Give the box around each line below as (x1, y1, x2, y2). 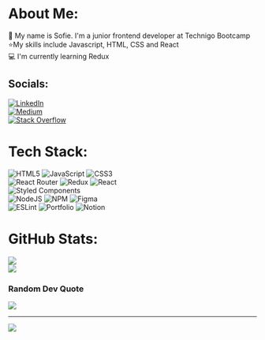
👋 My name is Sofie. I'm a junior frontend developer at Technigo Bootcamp (8, 31, 251, 40)
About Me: (8, 5, 79, 23)
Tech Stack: (8, 143, 88, 160)
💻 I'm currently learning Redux (8, 51, 110, 61)
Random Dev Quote (8, 283, 84, 294)
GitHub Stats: (8, 230, 99, 248)
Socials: (8, 77, 49, 91)
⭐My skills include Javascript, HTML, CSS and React (8, 39, 179, 49)
